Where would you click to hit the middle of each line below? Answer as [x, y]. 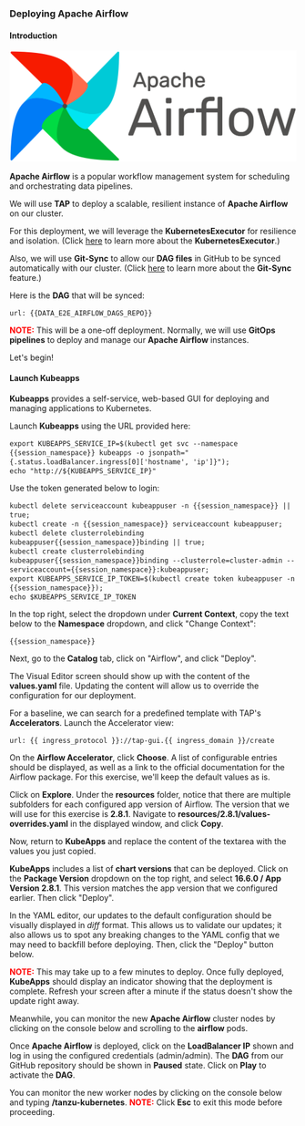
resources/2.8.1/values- [224, 813]
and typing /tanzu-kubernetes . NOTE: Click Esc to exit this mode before [146, 1102]
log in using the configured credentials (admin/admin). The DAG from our [147, 1055]
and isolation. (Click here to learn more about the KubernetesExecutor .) [145, 241]
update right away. [45, 1000]
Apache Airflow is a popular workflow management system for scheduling [150, 176]
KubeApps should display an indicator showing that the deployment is [141, 981]
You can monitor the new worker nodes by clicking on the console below [146, 1092]
